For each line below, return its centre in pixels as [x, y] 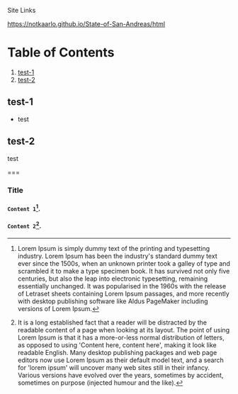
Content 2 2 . [24, 225]
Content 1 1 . [24, 208]
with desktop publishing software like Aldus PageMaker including [113, 301]
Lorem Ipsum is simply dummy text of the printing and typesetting [114, 248]
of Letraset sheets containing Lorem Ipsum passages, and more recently [124, 293]
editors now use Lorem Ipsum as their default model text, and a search [121, 360]
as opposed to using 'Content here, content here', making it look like [117, 345]
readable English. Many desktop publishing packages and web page [117, 352]
